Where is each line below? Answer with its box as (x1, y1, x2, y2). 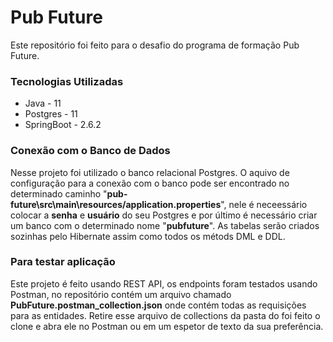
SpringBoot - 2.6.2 (24, 119, 102, 131)
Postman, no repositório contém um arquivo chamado (10, 288, 232, 300)
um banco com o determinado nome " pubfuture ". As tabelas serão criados (10, 219, 320, 231)
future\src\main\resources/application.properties (10, 198, 222, 210)
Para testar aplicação (10, 255, 116, 269)
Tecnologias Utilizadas (10, 74, 124, 88)
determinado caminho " (10, 187, 108, 200)
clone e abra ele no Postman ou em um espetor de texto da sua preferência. (10, 320, 324, 332)
